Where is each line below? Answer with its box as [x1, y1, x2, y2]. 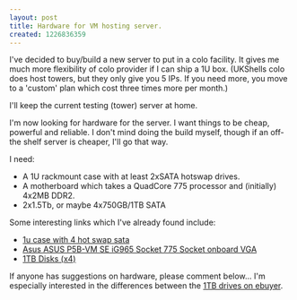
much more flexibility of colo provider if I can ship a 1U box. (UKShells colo [9, 64, 285, 74]
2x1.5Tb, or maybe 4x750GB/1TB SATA [22, 200, 166, 210]
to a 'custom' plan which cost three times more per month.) [9, 82, 229, 94]
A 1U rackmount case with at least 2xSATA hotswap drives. [22, 171, 240, 182]
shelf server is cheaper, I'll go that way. [22, 136, 169, 148]
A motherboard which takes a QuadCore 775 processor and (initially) [22, 181, 276, 192]
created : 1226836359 [9, 30, 87, 39]
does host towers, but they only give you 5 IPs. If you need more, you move [9, 73, 289, 84]
